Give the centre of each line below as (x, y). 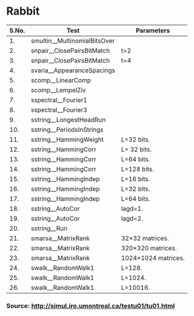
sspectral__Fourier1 (59, 100)
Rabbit (23, 11)
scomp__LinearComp (61, 80)
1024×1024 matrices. (153, 258)
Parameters (153, 30)
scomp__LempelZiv (59, 90)
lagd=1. (132, 208)
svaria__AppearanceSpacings (73, 70)
